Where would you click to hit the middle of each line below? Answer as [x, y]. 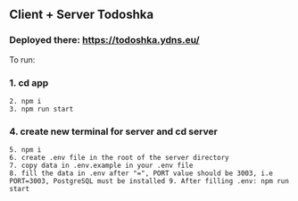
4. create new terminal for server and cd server [114, 131]
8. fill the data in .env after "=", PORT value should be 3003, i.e [141, 173]
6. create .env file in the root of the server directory [119, 158]
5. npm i [25, 150]
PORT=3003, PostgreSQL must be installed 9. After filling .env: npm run [149, 181]
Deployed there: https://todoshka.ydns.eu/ [104, 40]
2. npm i [25, 101]
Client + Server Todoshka [82, 15]
